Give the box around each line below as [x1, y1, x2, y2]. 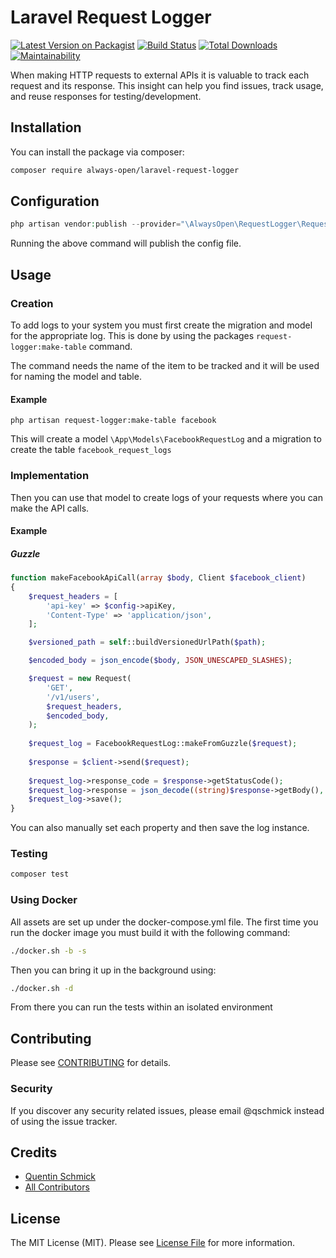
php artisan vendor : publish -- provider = [10, 219, 182, 230]
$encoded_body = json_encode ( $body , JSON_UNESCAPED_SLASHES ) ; [28, 656, 293, 666]
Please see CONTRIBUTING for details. [10, 1057, 172, 1069]
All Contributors [24, 1181, 90, 1193]
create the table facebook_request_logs [10, 444, 172, 456]
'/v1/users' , [46, 692, 101, 702]
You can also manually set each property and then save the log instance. [10, 822, 310, 834]
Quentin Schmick [24, 1171, 96, 1183]
